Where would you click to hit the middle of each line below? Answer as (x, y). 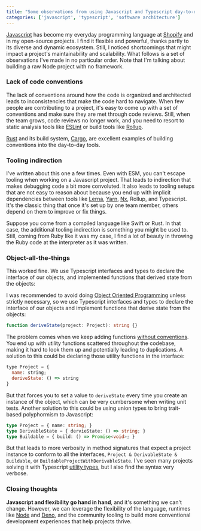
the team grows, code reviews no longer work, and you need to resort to (95, 120)
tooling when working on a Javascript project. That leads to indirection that (99, 180)
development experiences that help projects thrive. (69, 521)
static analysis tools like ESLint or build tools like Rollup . (75, 127)
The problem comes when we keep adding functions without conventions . (98, 337)
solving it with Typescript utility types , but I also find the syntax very (90, 467)
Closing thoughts (32, 489)
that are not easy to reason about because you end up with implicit (89, 193)
